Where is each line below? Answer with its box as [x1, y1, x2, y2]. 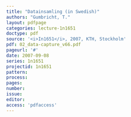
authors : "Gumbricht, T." [6, 14, 70, 20]
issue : [6, 91, 23, 97]
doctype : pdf [6, 31, 39, 37]
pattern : [6, 69, 28, 75]
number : [6, 86, 26, 92]
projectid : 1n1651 [6, 63, 52, 70]
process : [6, 74, 28, 80]
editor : [6, 96, 26, 102]
